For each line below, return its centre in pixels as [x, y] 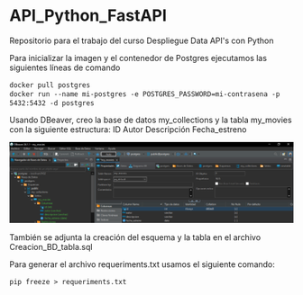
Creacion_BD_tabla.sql [51, 247]
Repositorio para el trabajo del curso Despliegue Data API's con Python [142, 40]
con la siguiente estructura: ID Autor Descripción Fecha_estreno [128, 129]
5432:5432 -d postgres [52, 103]
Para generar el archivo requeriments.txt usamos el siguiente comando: [142, 264]
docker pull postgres [50, 85]
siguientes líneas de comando [65, 67]
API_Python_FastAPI [88, 16]
